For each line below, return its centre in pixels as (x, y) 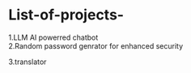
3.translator (28, 62)
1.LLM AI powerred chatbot (53, 37)
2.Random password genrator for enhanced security (96, 45)
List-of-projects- (66, 15)
